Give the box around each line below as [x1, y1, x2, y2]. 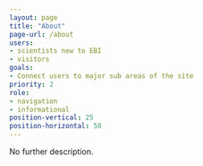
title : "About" [9, 22, 66, 31]
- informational [9, 105, 70, 114]
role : [9, 88, 30, 97]
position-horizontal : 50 [9, 122, 102, 131]
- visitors [9, 55, 50, 64]
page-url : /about [9, 30, 74, 39]
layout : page [9, 13, 58, 22]
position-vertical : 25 [9, 113, 94, 122]
